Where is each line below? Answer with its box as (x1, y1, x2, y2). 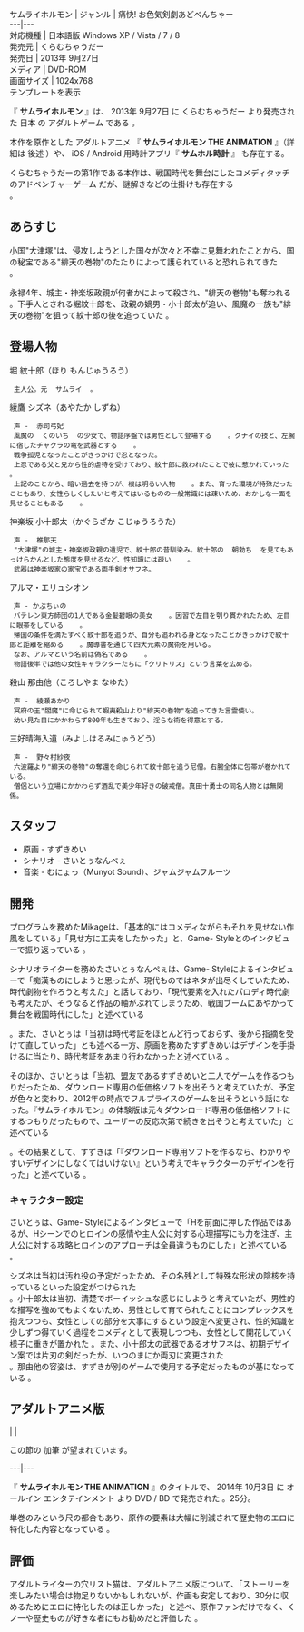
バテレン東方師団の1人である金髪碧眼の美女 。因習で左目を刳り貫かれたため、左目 (13, 611, 290, 621)
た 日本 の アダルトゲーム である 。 (9, 117, 141, 128)
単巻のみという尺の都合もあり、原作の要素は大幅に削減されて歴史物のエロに (9, 1512, 296, 1523)
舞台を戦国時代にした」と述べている (9, 1009, 145, 1020)
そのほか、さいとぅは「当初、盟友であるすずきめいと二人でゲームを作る (9, 1070, 279, 1081)
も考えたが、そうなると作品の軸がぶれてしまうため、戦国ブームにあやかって (9, 998, 295, 1009)
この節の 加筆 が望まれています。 (9, 1445, 133, 1456)
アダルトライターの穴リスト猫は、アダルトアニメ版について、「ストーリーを (9, 1578, 291, 1589)
